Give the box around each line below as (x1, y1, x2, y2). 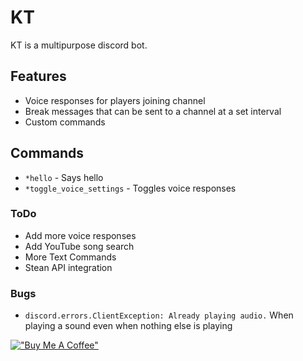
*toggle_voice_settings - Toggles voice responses (24, 182, 237, 194)
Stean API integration (24, 261, 113, 273)
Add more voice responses (24, 229, 137, 241)
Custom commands (24, 116, 106, 128)
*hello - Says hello (24, 171, 104, 183)
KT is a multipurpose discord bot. (10, 39, 148, 51)
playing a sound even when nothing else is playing (24, 320, 233, 332)
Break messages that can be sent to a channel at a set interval (24, 105, 282, 117)
